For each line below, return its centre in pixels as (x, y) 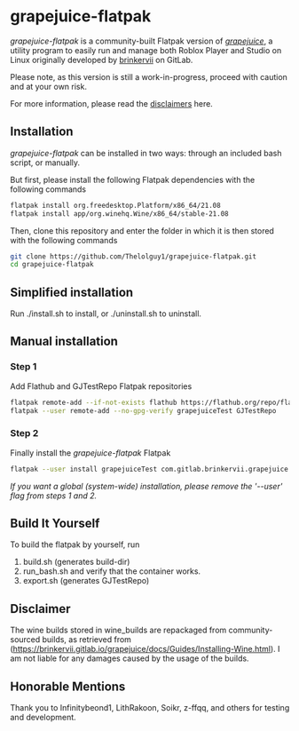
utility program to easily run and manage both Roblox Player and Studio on (146, 50)
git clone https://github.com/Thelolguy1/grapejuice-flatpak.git (133, 256)
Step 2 (24, 433)
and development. (43, 718)
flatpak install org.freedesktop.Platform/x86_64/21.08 (115, 205)
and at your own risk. (49, 86)
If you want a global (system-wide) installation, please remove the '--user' (146, 486)
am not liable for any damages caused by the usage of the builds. (130, 658)
